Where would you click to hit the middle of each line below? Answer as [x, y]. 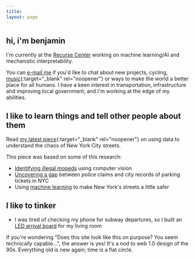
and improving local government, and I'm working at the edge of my [88, 91]
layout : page [22, 17]
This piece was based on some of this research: [64, 157]
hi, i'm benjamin [36, 41]
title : [14, 11]
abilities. [16, 97]
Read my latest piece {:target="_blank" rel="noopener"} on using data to [93, 139]
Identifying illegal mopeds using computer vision [73, 169]
